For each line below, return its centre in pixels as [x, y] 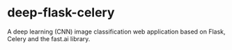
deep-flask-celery [61, 13]
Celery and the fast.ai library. [49, 38]
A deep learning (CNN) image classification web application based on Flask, [116, 32]
